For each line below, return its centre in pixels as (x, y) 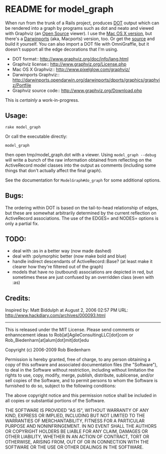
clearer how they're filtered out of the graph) (58, 267)
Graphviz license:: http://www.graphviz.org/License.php (69, 64)
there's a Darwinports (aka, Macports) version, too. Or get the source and (80, 39)
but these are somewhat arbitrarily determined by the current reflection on (81, 213)
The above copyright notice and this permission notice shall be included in (81, 395)
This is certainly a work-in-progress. (42, 100)
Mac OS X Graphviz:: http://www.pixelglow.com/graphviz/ (71, 69)
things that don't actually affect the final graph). (54, 170)
